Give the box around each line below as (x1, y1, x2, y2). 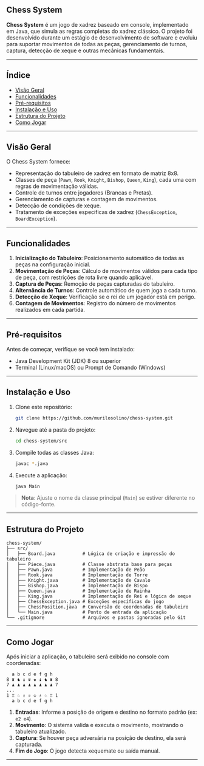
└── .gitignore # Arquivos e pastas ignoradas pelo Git (6, 615, 186, 621)
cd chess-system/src (15, 438, 67, 444)
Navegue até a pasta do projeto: (15, 426, 96, 433)
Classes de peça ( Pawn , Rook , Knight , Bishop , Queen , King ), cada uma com (15, 176, 196, 184)
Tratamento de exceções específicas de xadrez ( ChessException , (15, 209, 177, 216)
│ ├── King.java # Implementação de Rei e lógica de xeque (6, 593, 191, 599)
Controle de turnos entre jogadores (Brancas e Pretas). (15, 189, 153, 196)
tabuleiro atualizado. (15, 728, 67, 735)
